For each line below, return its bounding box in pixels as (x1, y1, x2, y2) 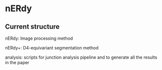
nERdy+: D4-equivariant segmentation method (5, 45, 99, 50)
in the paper (5, 60, 30, 65)
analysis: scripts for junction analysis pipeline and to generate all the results (5, 54, 158, 60)
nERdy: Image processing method (5, 35, 73, 41)
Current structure (5, 23, 60, 31)
